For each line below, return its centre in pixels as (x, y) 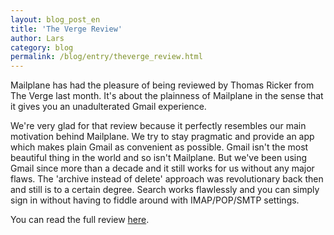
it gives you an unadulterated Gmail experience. (108, 107)
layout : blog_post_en (55, 19)
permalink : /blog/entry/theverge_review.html (106, 57)
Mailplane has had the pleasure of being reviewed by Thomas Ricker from (162, 85)
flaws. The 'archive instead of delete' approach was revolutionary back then (167, 179)
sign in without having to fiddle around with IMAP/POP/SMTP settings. (155, 200)
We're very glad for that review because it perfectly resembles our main (158, 126)
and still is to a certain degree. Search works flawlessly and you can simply (165, 190)
